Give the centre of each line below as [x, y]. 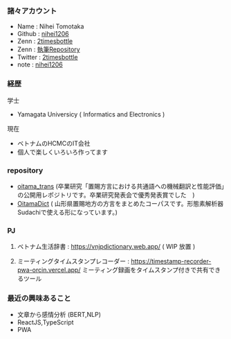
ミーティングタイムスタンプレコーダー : [73, 261]
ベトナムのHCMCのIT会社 [54, 143]
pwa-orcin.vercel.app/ [49, 270]
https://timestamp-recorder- [171, 261]
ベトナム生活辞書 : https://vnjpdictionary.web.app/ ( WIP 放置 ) [106, 247]
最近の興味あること [39, 298]
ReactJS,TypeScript [45, 322]
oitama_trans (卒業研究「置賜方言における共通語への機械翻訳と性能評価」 [121, 186]
